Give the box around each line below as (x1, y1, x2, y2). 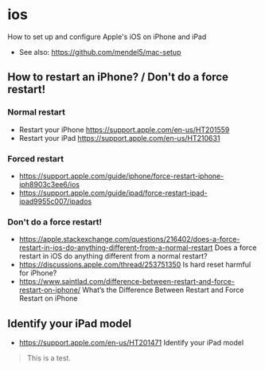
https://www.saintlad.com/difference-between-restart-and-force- (18, 277, 236, 286)
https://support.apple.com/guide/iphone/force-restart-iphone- (18, 171, 224, 181)
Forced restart (7, 153, 64, 164)
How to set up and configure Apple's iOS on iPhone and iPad (7, 32, 207, 41)
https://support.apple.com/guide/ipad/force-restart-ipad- (18, 188, 208, 197)
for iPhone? (18, 268, 57, 278)
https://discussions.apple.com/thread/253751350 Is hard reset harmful (18, 260, 251, 270)
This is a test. (26, 353, 71, 363)
